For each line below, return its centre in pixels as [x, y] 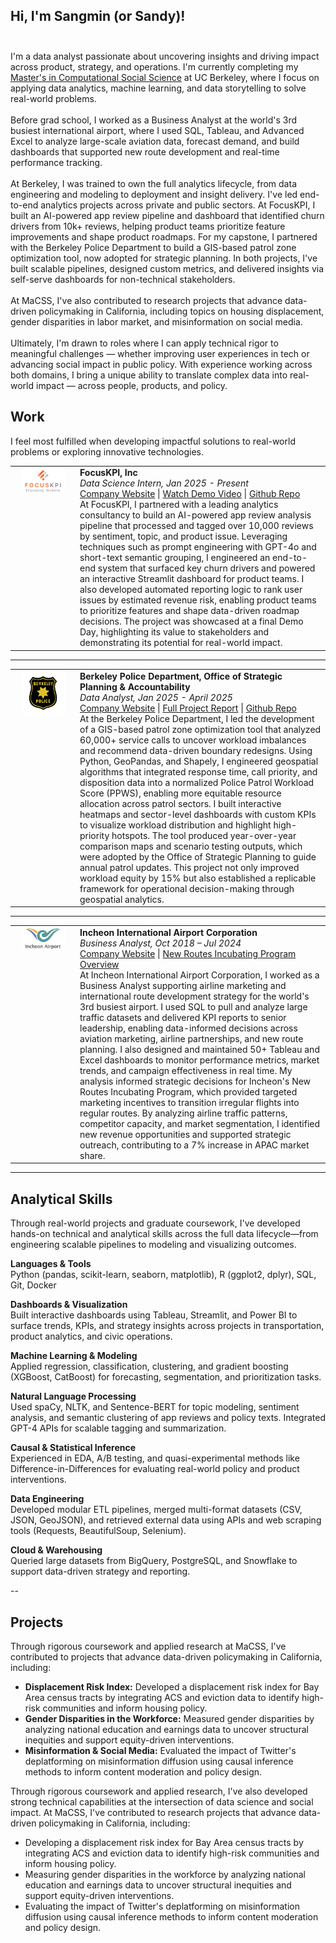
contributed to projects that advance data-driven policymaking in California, [166, 1657]
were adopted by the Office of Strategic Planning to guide [198, 856]
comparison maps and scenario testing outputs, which [191, 846]
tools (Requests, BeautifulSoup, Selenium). [98, 1531]
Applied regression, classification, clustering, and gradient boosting [149, 1366]
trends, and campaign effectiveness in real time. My [186, 1070]
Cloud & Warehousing [56, 1550]
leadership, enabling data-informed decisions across [188, 1028]
